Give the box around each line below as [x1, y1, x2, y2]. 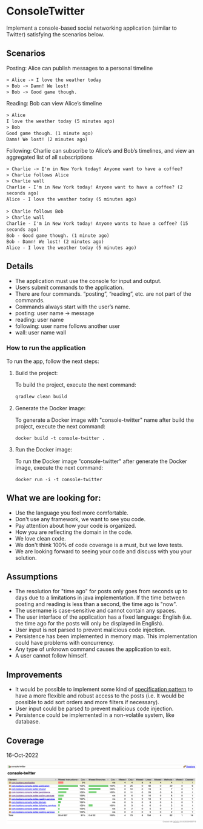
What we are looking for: [6, 493, 101, 504]
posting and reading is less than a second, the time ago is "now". [15, 601, 178, 608]
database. [15, 718, 41, 725]
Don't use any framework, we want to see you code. [15, 515, 146, 522]
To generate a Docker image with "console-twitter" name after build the [15, 416, 195, 424]
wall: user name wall [15, 328, 67, 336]
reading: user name [15, 316, 64, 323]
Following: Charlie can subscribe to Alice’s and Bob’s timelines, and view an [6, 147, 195, 154]
